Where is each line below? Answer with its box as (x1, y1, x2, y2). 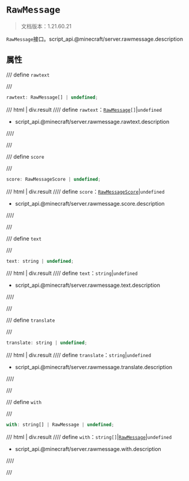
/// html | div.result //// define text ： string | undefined (6, 269, 138, 277)
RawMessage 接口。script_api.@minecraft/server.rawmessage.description (6, 35, 184, 43)
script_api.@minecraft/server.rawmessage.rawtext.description (14, 118, 170, 125)
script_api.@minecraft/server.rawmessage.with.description (14, 446, 161, 453)
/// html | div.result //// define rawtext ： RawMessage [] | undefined (6, 106, 163, 113)
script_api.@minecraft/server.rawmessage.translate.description (14, 364, 173, 371)
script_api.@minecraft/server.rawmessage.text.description (14, 281, 161, 289)
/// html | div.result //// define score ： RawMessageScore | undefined (6, 188, 165, 195)
